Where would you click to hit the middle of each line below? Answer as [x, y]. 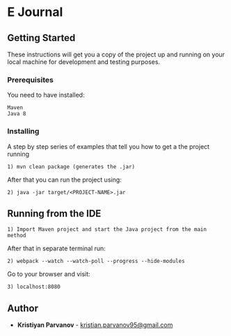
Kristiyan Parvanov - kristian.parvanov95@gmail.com [95, 325]
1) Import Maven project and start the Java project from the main [107, 230]
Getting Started [41, 38]
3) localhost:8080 [34, 287]
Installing [23, 131]
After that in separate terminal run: [56, 248]
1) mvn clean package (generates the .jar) [71, 167]
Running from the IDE [54, 213]
